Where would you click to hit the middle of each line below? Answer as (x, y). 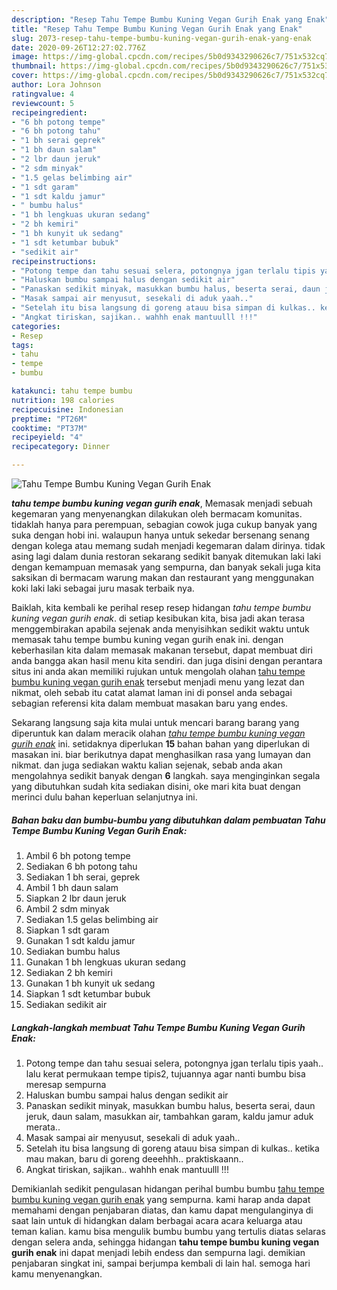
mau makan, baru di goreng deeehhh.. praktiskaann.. (134, 1158)
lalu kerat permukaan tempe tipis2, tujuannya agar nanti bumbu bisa (165, 1073)
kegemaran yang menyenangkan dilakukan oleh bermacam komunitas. (157, 514)
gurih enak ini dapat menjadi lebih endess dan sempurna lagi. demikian (158, 1252)
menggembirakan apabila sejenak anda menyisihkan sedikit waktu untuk (160, 629)
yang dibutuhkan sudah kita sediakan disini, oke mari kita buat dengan (156, 786)
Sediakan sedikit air (66, 1004)
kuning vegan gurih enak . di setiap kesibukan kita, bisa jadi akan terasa (158, 618)
